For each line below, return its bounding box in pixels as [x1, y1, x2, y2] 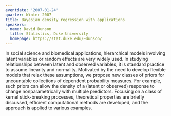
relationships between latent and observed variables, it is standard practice [5, 61, 165, 67]
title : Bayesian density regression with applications [5, 17, 125, 22]
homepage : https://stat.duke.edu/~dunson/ [10, 36, 102, 42]
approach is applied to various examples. [5, 105, 92, 111]
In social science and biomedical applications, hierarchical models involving [5, 50, 166, 56]
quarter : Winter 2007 [5, 12, 52, 17]
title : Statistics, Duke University [10, 31, 88, 36]
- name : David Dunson [5, 27, 52, 32]
